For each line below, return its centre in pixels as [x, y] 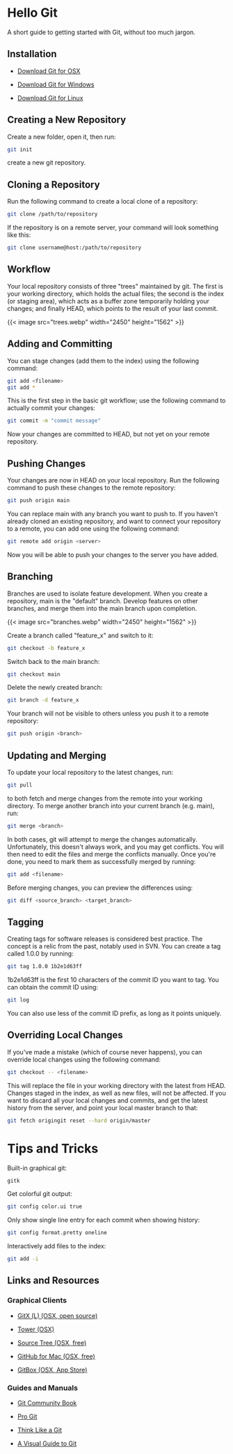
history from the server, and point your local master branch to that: [103, 1107]
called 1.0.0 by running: [41, 954]
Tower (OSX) [35, 1329]
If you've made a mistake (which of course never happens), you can [105, 1052]
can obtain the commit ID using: [53, 987]
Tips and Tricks [53, 1148]
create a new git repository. [47, 162]
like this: [19, 235]
